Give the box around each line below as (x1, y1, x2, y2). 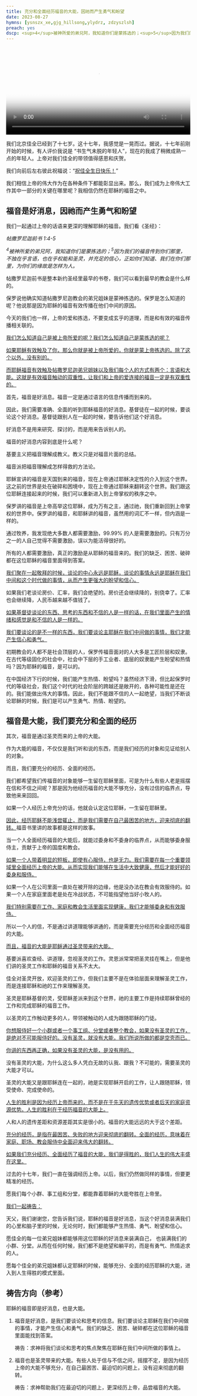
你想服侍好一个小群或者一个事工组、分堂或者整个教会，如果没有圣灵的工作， (6, 1027, 191, 1034)
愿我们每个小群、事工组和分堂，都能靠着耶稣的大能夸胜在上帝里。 (6, 1190, 165, 1197)
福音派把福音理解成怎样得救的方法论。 (6, 463, 98, 470)
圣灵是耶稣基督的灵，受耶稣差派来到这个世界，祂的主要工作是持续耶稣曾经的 (6, 995, 191, 1002)
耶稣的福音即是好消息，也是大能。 (6, 1305, 88, 1312)
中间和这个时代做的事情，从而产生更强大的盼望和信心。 (6, 576, 139, 583)
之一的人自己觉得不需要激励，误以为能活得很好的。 (6, 537, 129, 544)
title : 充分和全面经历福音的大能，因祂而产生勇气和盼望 (6, 8, 125, 15)
